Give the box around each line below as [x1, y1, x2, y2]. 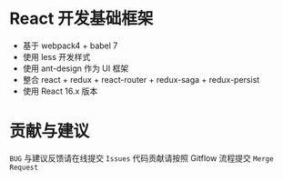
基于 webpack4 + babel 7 [22, 40, 118, 51]
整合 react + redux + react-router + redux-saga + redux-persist [22, 74, 260, 85]
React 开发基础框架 [9, 8, 154, 29]
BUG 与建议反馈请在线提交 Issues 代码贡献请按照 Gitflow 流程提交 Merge [9, 152, 275, 164]
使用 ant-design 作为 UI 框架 [22, 63, 129, 74]
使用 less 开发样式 [22, 51, 91, 62]
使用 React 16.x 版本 [22, 85, 98, 96]
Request [9, 163, 39, 172]
